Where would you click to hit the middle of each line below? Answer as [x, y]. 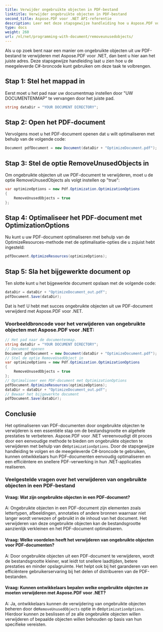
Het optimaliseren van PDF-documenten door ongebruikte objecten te [75, 426]
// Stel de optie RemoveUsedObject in [44, 358]
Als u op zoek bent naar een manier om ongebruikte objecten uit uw [73, 50]
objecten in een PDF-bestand [40, 486]
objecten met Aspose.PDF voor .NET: [50, 330]
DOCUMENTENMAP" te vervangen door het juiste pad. [60, 98]
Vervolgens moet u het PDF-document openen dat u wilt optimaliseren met [80, 134]
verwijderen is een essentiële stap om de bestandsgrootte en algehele [75, 431]
